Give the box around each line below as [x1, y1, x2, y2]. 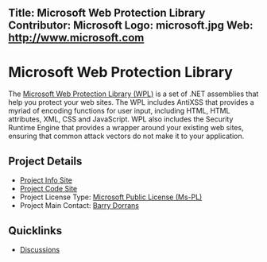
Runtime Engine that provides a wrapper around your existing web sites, [8, 123, 244, 133]
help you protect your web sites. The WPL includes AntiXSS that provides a [8, 98, 254, 107]
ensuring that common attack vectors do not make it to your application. [8, 131, 245, 141]
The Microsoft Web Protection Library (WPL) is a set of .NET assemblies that [8, 89, 259, 98]
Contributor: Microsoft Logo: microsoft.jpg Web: [8, 19, 253, 33]
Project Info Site [19, 175, 73, 185]
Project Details [8, 154, 83, 168]
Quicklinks [8, 224, 63, 237]
